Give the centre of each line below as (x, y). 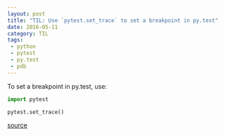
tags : (15, 40)
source (18, 125)
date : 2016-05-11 (33, 27)
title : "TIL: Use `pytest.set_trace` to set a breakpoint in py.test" (113, 20)
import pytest (28, 99)
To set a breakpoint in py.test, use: (57, 86)
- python (23, 47)
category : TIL (28, 33)
